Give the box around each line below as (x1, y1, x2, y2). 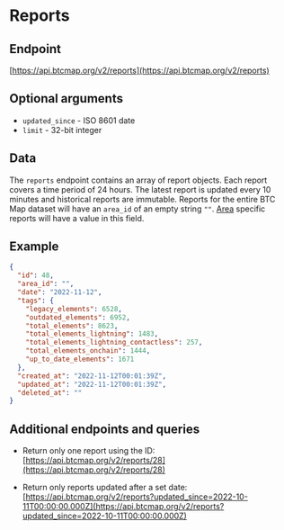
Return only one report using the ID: (22, 445, 155, 456)
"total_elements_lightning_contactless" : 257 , (25, 338, 203, 347)
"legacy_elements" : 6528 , (25, 304, 123, 313)
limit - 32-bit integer (22, 124, 102, 135)
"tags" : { (17, 296, 54, 305)
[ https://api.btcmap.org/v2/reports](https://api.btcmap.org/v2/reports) (9, 65, 270, 76)
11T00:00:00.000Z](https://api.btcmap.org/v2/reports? (22, 501, 225, 512)
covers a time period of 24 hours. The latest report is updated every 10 (9, 184, 271, 194)
